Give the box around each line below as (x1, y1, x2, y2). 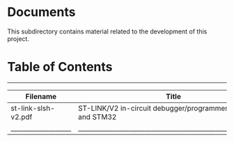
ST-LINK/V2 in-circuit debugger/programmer (77, 103, 228, 113)
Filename (25, 91, 57, 101)
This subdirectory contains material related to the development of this (7, 27, 208, 35)
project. (7, 34, 30, 42)
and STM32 (77, 112, 117, 122)
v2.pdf (10, 112, 33, 122)
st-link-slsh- (10, 103, 56, 113)
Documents (7, 4, 76, 20)
